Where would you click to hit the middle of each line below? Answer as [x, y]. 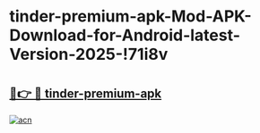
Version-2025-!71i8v [89, 54]
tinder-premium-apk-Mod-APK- [131, 17]
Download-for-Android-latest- [125, 35]
